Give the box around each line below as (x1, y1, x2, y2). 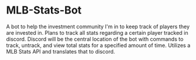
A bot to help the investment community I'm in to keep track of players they (6, 23, 190, 30)
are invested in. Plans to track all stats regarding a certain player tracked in (6, 29, 188, 36)
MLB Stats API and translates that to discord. (6, 48, 115, 55)
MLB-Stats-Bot (6, 4, 82, 17)
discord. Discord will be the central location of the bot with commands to (6, 35, 184, 42)
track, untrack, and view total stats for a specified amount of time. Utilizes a (6, 42, 191, 49)
